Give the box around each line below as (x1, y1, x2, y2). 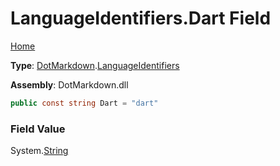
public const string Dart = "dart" (10, 98, 159, 108)
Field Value (10, 122, 66, 136)
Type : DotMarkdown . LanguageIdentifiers (10, 59, 180, 71)
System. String (10, 145, 69, 157)
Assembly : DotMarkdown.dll (10, 78, 129, 91)
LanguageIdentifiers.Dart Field (10, 7, 272, 30)
